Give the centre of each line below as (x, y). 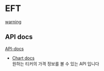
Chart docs (23, 58)
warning (13, 22)
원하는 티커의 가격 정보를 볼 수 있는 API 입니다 (56, 64)
